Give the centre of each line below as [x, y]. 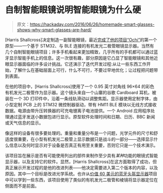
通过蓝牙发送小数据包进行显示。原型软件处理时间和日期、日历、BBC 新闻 [82, 116]
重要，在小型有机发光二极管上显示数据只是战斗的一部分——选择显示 [86, 139]
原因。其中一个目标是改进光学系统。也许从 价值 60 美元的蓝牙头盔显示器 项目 [81, 174]
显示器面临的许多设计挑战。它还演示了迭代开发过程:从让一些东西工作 [78, 64]
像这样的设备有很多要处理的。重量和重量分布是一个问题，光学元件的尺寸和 [79, 133]
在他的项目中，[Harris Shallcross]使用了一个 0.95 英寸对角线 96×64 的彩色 [80, 86]
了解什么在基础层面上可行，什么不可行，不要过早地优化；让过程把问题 [83, 70]
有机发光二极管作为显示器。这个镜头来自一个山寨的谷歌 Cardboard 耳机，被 [81, 92]
